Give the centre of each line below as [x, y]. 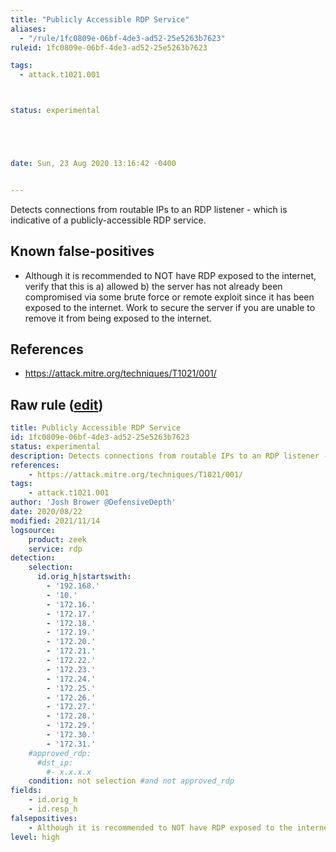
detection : [33, 558]
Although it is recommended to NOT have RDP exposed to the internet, [170, 275]
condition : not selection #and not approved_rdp [131, 781]
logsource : [33, 530]
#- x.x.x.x [69, 772]
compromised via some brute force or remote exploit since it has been [169, 297]
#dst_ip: [55, 762]
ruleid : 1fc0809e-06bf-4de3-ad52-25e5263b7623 [109, 47]
